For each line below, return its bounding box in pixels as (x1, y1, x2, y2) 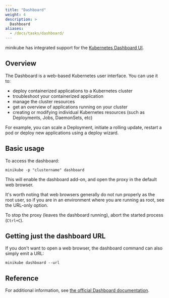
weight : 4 (5, 12, 26, 17)
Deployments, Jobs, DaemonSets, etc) (12, 114, 93, 121)
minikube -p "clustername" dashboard (5, 167, 85, 172)
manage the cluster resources (12, 98, 75, 104)
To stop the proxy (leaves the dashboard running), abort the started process (5, 212, 163, 218)
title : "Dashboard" (5, 7, 46, 13)
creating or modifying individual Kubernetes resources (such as (12, 109, 145, 115)
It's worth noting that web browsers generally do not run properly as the (5, 191, 155, 197)
